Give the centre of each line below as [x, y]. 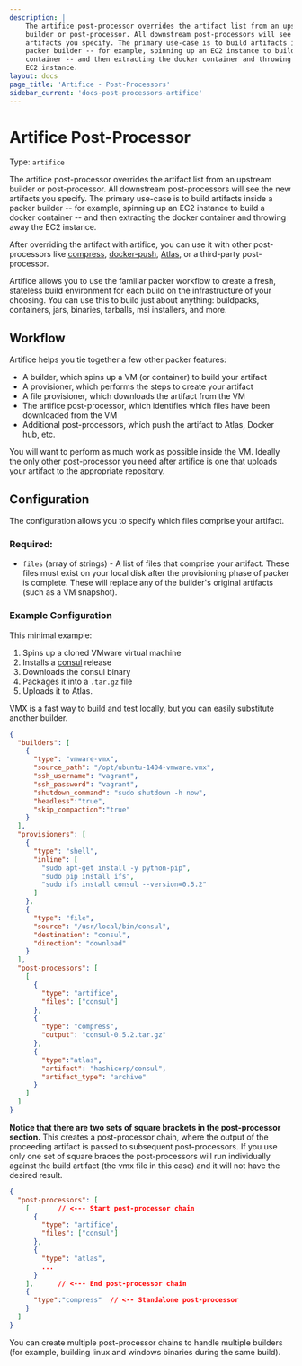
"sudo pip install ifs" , [88, 876]
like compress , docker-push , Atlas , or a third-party [147, 254]
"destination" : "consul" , [81, 935]
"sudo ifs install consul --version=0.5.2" [124, 885]
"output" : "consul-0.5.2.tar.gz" [104, 1035]
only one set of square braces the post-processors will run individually [140, 1156]
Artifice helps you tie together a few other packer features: [118, 359]
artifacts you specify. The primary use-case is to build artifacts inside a [141, 199]
